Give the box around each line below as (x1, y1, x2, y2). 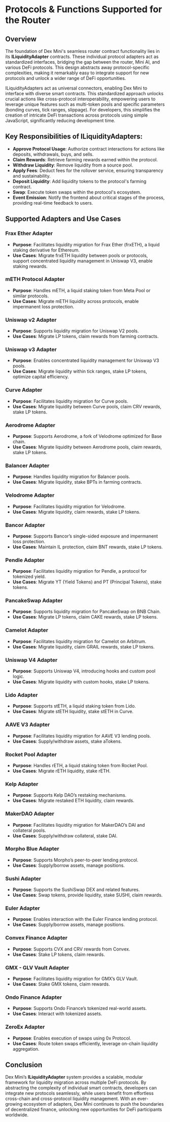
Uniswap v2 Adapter (5, 316, 57, 323)
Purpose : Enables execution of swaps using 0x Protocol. (12, 1035, 131, 1041)
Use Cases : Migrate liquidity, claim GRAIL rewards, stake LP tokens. (12, 643, 155, 650)
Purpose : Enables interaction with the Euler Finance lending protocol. (12, 916, 158, 922)
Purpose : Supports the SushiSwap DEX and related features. (12, 887, 140, 893)
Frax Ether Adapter (5, 230, 53, 237)
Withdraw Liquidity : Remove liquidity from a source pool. (12, 162, 133, 168)
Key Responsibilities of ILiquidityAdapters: (5, 132, 143, 141)
